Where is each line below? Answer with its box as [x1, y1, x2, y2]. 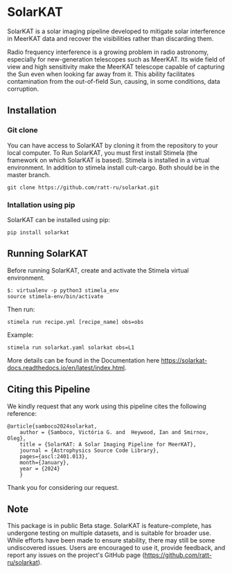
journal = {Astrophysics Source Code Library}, [19, 447, 159, 454]
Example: [7, 330, 34, 339]
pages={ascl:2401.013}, [19, 453, 89, 460]
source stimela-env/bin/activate [7, 293, 104, 300]
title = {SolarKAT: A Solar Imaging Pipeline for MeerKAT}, [19, 441, 197, 448]
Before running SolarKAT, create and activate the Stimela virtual [7, 266, 189, 274]
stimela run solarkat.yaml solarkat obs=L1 [7, 344, 135, 351]
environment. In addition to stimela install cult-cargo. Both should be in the [7, 163, 220, 172]
